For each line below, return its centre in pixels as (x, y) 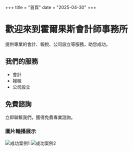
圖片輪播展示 (21, 131)
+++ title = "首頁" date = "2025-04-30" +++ (51, 7)
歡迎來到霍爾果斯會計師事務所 (67, 29)
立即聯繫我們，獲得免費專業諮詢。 (40, 117)
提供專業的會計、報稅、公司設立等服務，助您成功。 (58, 44)
